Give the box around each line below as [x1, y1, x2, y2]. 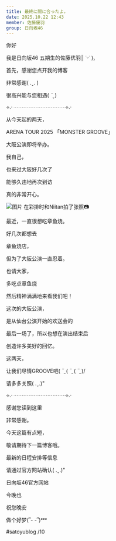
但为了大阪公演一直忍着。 [6, 255, 68, 262]
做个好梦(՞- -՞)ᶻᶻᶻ [6, 516, 47, 523]
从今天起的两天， [6, 116, 47, 123]
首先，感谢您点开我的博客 [6, 67, 68, 74]
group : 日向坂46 [6, 25, 43, 31]
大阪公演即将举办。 [6, 141, 53, 148]
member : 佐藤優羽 [6, 19, 45, 25]
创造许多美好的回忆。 [6, 342, 57, 350]
